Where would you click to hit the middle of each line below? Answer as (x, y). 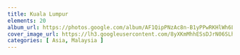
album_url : (24, 27)
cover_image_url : (33, 34)
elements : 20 (27, 21)
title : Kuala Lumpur (38, 14)
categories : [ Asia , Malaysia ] (55, 41)
